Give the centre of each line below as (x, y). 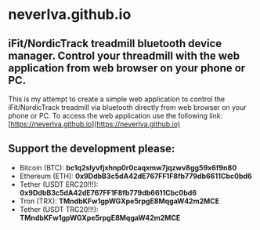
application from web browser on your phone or (127, 68)
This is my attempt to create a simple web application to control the (117, 99)
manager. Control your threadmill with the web (124, 55)
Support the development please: (92, 149)
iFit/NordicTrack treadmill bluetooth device (115, 44)
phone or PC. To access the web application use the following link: (116, 116)
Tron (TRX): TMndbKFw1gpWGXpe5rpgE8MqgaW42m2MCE (119, 201)
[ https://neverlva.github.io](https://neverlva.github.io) (94, 124)
